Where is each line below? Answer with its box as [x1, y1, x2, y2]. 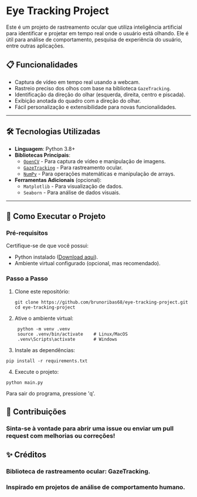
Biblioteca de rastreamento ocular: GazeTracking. [6, 468, 151, 476]
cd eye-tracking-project [14, 304, 76, 310]
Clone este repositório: [14, 288, 70, 295]
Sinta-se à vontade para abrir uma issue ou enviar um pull [6, 424, 174, 432]
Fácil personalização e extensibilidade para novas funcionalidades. [14, 103, 177, 110]
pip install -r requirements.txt [6, 358, 88, 364]
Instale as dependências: [14, 346, 75, 353]
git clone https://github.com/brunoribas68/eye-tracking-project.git [14, 299, 189, 305]
